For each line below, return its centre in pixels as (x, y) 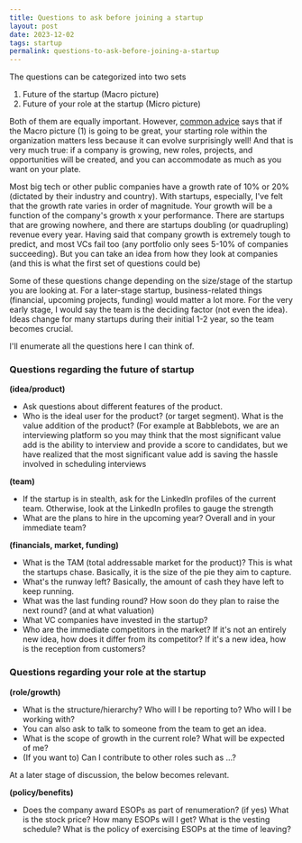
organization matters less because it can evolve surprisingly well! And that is (151, 141)
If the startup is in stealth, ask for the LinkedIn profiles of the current (149, 499)
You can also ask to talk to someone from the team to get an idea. (144, 728)
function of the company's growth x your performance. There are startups (147, 215)
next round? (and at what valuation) (88, 610)
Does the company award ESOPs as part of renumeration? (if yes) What (156, 810)
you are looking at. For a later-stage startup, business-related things (136, 290)
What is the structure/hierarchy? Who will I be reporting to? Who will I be (157, 710)
